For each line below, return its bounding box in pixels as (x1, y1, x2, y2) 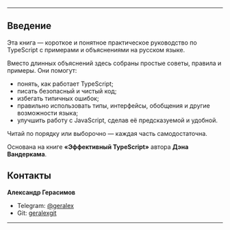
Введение (7, 20, 52, 32)
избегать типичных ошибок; (16, 94, 99, 102)
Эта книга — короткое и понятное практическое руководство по (7, 38, 197, 47)
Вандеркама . (7, 150, 47, 158)
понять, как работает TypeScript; (16, 80, 114, 88)
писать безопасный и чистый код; (16, 87, 117, 95)
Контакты (7, 170, 51, 182)
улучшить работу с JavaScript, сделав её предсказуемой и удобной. (16, 116, 218, 124)
